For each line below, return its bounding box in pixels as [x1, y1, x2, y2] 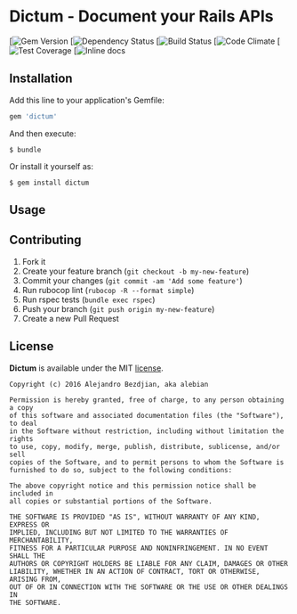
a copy [9, 403, 34, 412]
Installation [9, 71, 73, 86]
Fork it [21, 256, 46, 266]
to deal [9, 419, 38, 428]
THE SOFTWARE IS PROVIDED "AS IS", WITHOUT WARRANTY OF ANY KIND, [9, 512, 261, 521]
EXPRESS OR [9, 520, 50, 529]
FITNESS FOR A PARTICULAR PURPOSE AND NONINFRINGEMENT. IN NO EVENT [9, 544, 269, 553]
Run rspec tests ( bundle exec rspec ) [21, 294, 156, 305]
